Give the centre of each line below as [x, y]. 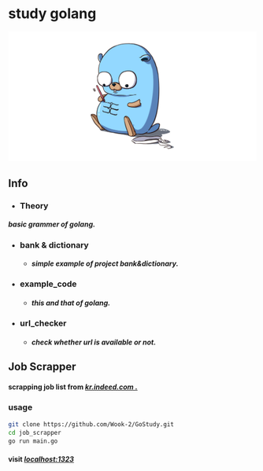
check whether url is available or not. [94, 342]
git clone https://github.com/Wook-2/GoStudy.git [91, 425]
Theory [34, 205]
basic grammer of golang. [52, 224]
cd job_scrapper [35, 433]
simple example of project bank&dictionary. [105, 263]
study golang [52, 14]
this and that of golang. [71, 303]
